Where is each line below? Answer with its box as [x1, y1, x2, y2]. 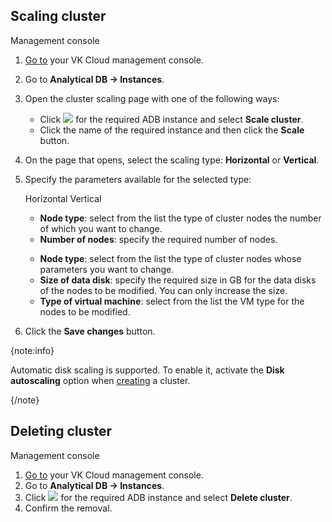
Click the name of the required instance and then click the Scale [39, 124, 305, 136]
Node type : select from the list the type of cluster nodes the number [39, 212, 322, 224]
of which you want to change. [39, 222, 163, 234]
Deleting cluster [10, 423, 113, 440]
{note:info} [10, 344, 55, 356]
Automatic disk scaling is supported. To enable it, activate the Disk [10, 364, 285, 376]
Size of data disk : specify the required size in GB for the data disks [39, 274, 317, 286]
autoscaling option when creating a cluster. [10, 374, 191, 386]
